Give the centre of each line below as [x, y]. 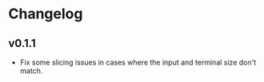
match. [31, 71]
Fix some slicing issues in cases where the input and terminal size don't [138, 62]
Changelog [46, 14]
